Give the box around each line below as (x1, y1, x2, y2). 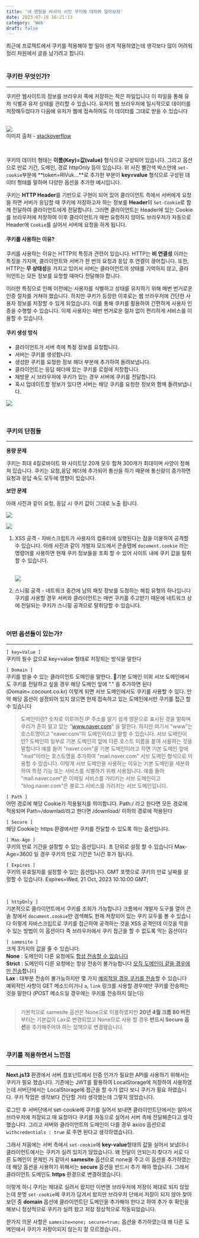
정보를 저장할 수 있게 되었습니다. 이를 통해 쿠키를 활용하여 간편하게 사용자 (17, 299, 187, 306)
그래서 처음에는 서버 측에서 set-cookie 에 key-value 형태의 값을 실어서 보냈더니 (6, 1141, 189, 1148)
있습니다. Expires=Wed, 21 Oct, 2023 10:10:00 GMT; (23, 875, 149, 882)
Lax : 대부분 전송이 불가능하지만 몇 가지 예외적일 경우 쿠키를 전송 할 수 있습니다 (6, 974, 187, 981)
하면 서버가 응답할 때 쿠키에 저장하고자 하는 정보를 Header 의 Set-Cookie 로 (12, 198, 185, 205)
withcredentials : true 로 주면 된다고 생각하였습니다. (6, 1128, 134, 1135)
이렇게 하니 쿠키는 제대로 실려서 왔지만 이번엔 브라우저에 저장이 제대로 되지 (6, 1183, 179, 1190)
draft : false (6, 25, 38, 31)
